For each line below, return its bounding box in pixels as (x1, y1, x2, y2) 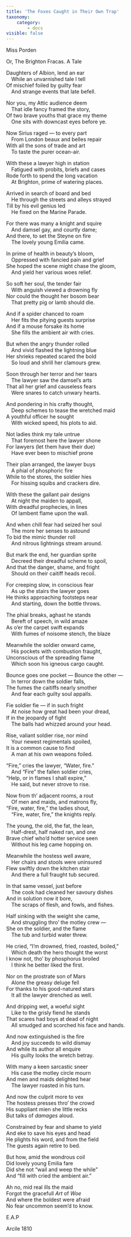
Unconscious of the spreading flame (6, 654, 95, 661)
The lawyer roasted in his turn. (11, 1082, 85, 1089)
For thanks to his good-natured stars (6, 985, 95, 993)
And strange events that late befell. (11, 88, 96, 95)
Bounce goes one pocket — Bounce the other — (6, 672, 123, 679)
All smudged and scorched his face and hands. (11, 1022, 125, 1029)
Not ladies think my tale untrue (6, 431, 80, 438)
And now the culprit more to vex (6, 1094, 84, 1101)
